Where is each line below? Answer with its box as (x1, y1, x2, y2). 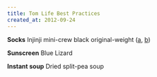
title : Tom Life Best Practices (7, 10, 100, 17)
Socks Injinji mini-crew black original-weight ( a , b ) (7, 35, 151, 43)
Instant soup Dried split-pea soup (7, 62, 104, 70)
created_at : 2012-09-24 (7, 16, 76, 23)
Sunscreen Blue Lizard (7, 49, 73, 57)
